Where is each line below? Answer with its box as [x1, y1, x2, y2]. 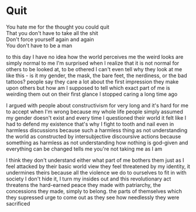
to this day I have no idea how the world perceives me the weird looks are [6, 53, 184, 60]
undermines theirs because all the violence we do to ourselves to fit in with [6, 169, 187, 176]
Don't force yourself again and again [6, 36, 94, 43]
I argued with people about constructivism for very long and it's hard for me [6, 102, 189, 109]
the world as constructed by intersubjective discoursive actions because [6, 133, 181, 140]
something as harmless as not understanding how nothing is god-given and [6, 139, 188, 146]
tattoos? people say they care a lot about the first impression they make [6, 78, 179, 85]
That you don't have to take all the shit [6, 29, 98, 36]
